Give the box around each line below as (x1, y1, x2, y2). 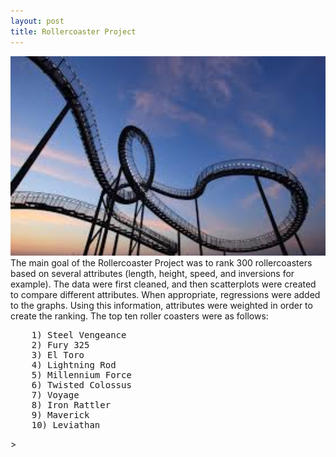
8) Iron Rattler (31, 400, 112, 411)
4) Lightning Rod (31, 360, 117, 371)
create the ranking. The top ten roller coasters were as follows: (10, 310, 269, 322)
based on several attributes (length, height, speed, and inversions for (10, 268, 295, 280)
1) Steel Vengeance (31, 330, 127, 341)
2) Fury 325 (31, 340, 90, 351)
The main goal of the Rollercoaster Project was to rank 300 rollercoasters (10, 257, 313, 269)
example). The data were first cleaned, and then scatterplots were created (10, 278, 317, 290)
